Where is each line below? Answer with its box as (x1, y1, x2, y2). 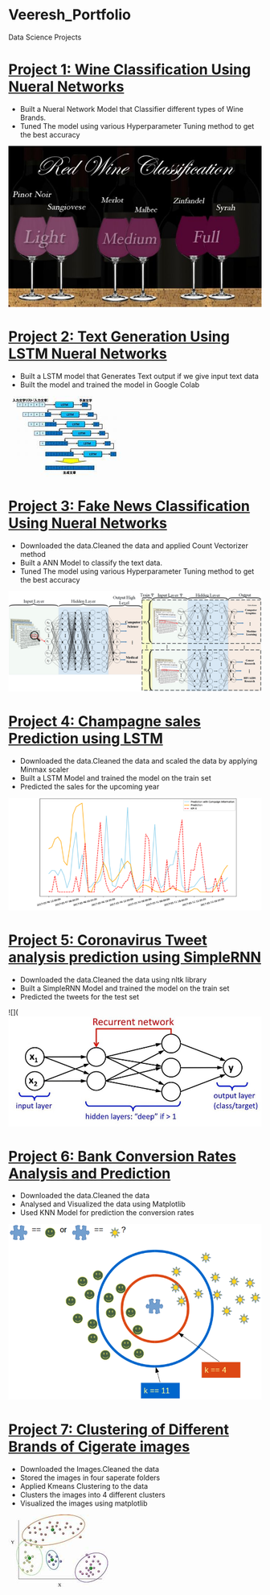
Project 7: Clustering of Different (8, 1420, 229, 1438)
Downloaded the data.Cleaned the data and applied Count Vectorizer (19, 541, 249, 550)
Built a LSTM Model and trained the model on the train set (19, 773, 211, 783)
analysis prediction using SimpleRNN (8, 948, 262, 966)
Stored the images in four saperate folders (19, 1473, 161, 1482)
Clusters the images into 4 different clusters (19, 1490, 166, 1499)
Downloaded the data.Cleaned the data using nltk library (19, 975, 207, 985)
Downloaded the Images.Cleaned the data (19, 1464, 159, 1473)
